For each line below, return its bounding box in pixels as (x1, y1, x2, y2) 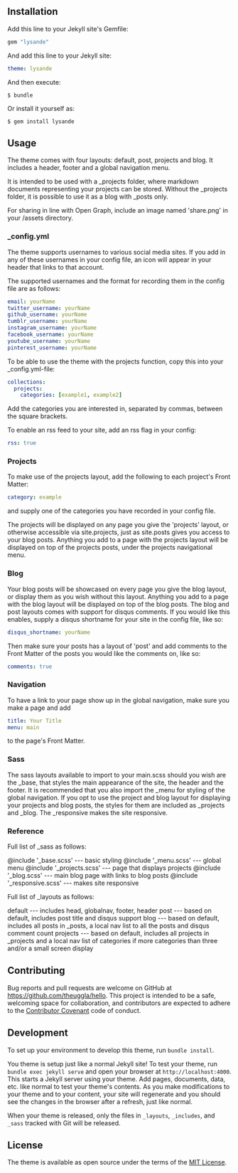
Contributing (7, 965, 65, 977)
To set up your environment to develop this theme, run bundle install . (7, 1046, 215, 1054)
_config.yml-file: (7, 364, 55, 373)
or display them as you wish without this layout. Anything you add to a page (7, 592, 229, 600)
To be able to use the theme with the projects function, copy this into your (7, 357, 224, 366)
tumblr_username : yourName (7, 318, 87, 325)
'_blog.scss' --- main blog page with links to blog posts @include (7, 871, 198, 880)
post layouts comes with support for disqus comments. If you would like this (7, 607, 230, 616)
